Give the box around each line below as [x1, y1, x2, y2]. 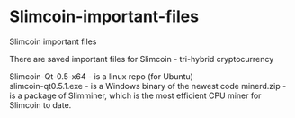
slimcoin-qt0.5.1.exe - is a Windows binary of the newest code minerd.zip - [9, 80, 287, 91]
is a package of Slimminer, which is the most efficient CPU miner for [9, 90, 262, 101]
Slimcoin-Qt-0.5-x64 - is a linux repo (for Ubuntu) [9, 70, 193, 82]
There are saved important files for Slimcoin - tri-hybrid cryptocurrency [9, 53, 274, 64]
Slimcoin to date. [9, 99, 72, 110]
